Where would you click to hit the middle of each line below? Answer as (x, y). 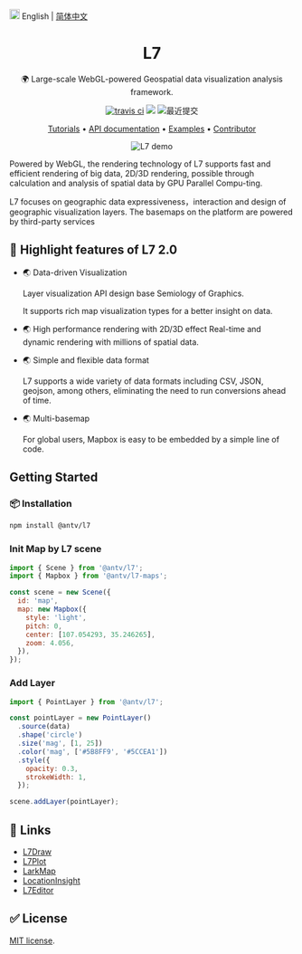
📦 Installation (41, 504)
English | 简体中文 (55, 16)
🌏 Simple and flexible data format (85, 360)
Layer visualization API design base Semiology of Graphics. (133, 293)
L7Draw (37, 852)
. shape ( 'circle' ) (50, 735)
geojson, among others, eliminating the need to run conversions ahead (154, 390)
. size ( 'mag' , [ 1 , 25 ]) (60, 744)
